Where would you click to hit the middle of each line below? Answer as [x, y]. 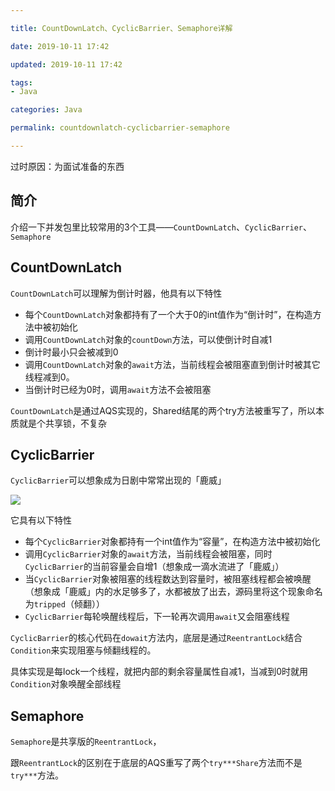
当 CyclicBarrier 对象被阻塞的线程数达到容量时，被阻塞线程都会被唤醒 [168, 579]
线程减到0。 [49, 377]
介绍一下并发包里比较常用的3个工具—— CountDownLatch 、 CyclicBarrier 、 [161, 227]
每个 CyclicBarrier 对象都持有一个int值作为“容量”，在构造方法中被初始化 [172, 542]
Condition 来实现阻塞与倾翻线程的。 [83, 650]
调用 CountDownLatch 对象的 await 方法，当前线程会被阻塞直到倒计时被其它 [172, 364]
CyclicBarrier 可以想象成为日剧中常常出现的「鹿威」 [118, 480]
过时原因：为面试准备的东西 [67, 166]
